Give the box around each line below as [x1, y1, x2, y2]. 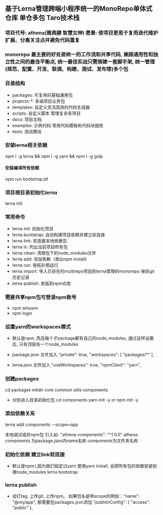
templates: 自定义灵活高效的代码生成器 [12, 104, 90, 110]
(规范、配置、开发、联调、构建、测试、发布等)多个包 [5, 66, 128, 73]
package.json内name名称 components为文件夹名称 [36, 438, 139, 443]
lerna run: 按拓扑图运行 [12, 262, 58, 268]
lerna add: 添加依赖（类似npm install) [12, 256, 87, 262]
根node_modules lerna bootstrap [12, 469, 78, 475]
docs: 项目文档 [12, 116, 42, 122]
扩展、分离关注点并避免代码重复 [5, 37, 80, 44]
